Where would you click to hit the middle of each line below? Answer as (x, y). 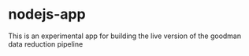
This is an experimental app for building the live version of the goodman (125, 36)
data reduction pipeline (46, 44)
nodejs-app (47, 14)
